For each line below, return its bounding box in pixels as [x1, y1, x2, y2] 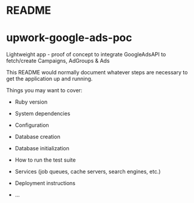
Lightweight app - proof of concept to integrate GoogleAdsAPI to [6, 51, 166, 58]
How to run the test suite [14, 156, 76, 163]
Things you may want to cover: [6, 87, 83, 94]
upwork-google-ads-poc [6, 31, 132, 45]
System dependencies [14, 110, 71, 117]
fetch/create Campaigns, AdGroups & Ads [6, 57, 110, 65]
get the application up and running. [6, 75, 93, 83]
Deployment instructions [14, 180, 76, 187]
